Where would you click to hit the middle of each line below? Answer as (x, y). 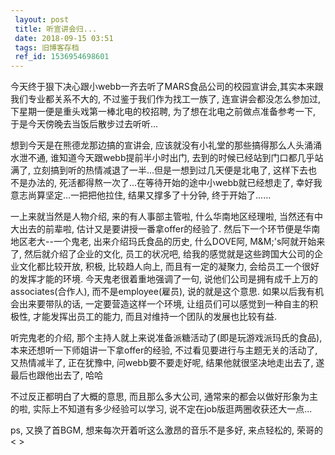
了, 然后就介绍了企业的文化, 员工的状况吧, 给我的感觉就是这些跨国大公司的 (162, 254)
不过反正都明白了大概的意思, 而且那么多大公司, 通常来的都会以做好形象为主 (164, 397)
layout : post (42, 19)
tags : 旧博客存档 (47, 47)
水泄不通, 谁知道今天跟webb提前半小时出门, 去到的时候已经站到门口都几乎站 (167, 158)
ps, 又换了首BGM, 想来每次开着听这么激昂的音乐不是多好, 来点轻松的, (152, 430)
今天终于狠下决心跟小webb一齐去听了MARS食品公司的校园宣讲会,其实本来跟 (167, 87)
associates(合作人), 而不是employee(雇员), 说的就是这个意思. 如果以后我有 (163, 292)
